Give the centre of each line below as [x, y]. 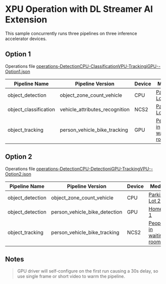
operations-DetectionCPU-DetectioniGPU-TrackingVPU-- [95, 169]
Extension [26, 20]
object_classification [31, 109]
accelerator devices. [26, 39]
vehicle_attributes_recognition [95, 109]
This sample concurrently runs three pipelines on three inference [71, 33]
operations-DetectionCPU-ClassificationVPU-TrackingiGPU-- [98, 66]
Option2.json [18, 174]
